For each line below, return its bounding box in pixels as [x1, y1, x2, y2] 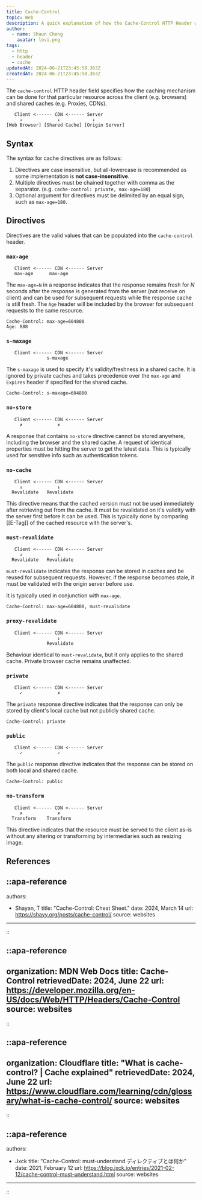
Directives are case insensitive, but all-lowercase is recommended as [14, 167, 187, 174]
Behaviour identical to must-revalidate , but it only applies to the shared [6, 651, 183, 658]
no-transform [6, 793, 44, 799]
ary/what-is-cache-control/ [6, 1096, 112, 1106]
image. [6, 839, 23, 846]
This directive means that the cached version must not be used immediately [6, 500, 194, 507]
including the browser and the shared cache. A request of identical [6, 439, 172, 446]
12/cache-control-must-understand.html [14, 1170, 115, 1178]
